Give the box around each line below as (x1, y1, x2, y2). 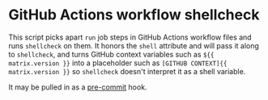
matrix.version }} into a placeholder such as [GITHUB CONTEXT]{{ (8, 58, 228, 68)
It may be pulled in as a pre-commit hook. (8, 82, 147, 92)
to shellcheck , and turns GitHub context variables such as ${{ (8, 49, 215, 59)
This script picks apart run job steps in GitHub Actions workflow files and (8, 32, 253, 42)
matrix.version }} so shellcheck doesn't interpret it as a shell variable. (8, 66, 246, 76)
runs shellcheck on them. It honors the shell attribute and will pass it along (8, 40, 259, 50)
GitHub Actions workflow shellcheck (8, 6, 260, 24)
